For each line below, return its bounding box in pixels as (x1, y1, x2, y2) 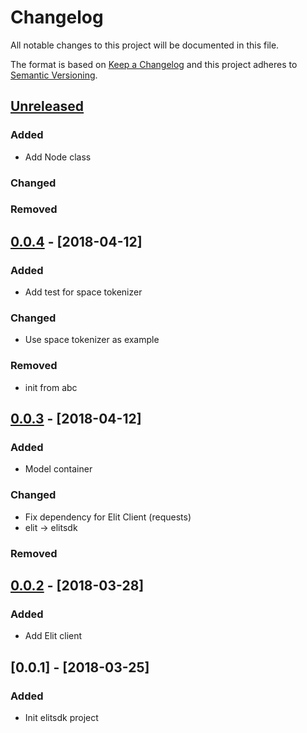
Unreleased (10, 98, 85, 115)
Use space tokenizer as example (24, 334, 160, 346)
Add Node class (24, 151, 92, 163)
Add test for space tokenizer (24, 286, 143, 298)
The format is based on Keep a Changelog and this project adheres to (10, 58, 298, 70)
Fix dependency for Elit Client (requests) (24, 511, 192, 523)
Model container (24, 463, 93, 475)
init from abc (24, 381, 78, 393)
